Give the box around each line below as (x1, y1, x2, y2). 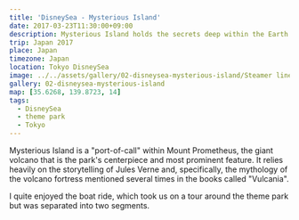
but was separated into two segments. (9, 200, 149, 210)
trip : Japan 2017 (9, 37, 74, 47)
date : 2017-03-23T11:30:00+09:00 (9, 21, 133, 30)
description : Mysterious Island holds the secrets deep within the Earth (9, 29, 289, 38)
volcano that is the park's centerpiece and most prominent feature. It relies (9, 155, 283, 165)
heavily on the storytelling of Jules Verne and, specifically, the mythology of (9, 164, 288, 175)
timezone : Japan (9, 54, 69, 63)
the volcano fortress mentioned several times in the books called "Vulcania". (9, 174, 289, 183)
